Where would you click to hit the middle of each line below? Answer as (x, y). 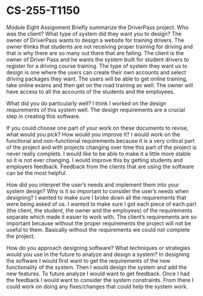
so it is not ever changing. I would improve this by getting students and (95, 160)
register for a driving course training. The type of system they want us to (97, 66)
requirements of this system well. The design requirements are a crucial (96, 110)
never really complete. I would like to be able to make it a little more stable (98, 153)
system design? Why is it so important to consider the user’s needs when (98, 191)
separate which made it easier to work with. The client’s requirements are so (101, 217)
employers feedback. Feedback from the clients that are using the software (100, 166)
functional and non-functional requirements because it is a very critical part (101, 140)
